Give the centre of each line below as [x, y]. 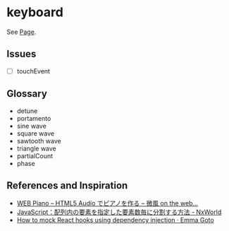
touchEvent [33, 71]
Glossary [27, 94]
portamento [34, 118]
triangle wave [37, 148]
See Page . [21, 32]
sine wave [31, 126]
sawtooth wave [39, 141]
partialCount [35, 155]
